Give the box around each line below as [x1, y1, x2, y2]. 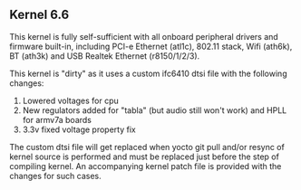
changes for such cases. [9, 170, 102, 181]
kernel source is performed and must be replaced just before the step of [9, 151, 279, 162]
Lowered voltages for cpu [22, 95, 120, 106]
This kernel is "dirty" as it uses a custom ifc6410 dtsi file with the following [9, 68, 287, 79]
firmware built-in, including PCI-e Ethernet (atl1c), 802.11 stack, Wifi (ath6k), [9, 41, 293, 52]
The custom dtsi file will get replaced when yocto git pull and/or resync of [9, 141, 286, 152]
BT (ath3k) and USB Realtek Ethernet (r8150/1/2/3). [9, 50, 200, 62]
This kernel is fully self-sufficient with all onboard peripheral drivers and [9, 31, 278, 42]
